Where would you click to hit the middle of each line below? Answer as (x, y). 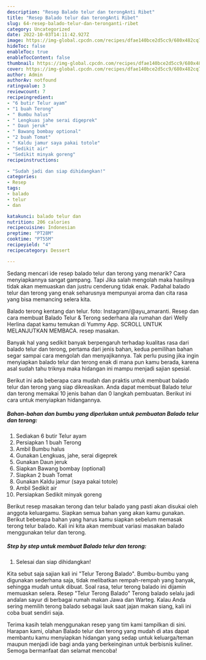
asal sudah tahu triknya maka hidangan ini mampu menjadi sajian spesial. (99, 369)
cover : (15, 69)
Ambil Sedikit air (36, 488)
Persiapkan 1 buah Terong (49, 442)
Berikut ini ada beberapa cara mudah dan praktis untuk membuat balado (98, 380)
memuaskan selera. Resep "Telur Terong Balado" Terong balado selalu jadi (101, 593)
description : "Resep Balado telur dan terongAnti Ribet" (81, 12)
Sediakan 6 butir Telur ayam (51, 436)
